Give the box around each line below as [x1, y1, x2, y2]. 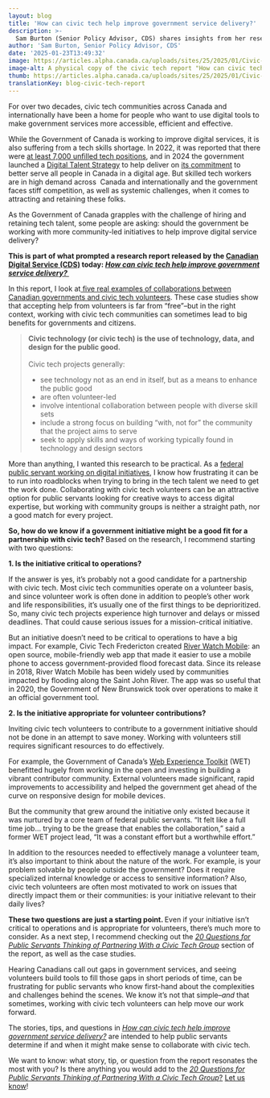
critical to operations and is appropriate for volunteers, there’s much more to [8, 923, 261, 933]
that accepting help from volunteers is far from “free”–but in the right [8, 300, 236, 310]
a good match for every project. [8, 510, 113, 520]
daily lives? [8, 899, 46, 909]
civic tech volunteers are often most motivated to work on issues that [8, 881, 237, 891]
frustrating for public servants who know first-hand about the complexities [8, 981, 255, 991]
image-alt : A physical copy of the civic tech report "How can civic [8, 64, 247, 73]
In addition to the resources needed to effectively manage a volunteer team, [8, 847, 260, 857]
